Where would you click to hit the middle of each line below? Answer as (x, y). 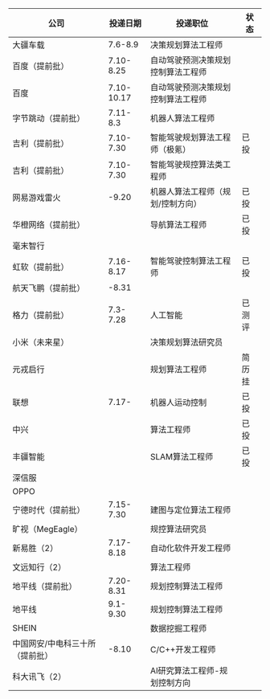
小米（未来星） (41, 342)
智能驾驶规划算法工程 (190, 137)
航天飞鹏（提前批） (49, 288)
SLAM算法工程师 (182, 457)
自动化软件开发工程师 (190, 548)
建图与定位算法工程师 (190, 510)
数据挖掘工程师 (178, 628)
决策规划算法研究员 (186, 342)
